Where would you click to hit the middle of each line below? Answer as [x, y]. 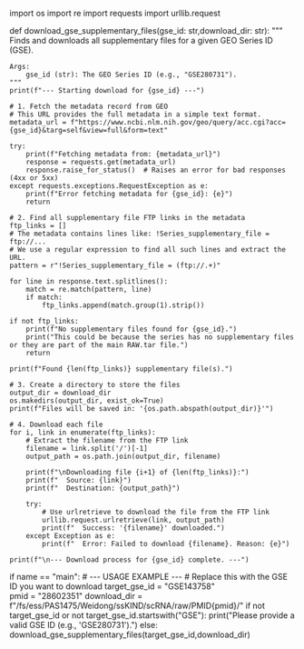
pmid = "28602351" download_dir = [76, 596]
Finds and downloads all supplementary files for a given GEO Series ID [142, 40]
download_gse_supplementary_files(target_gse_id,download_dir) [130, 634]
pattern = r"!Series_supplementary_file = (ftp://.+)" [115, 265]
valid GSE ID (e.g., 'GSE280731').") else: [83, 625]
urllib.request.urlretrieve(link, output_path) [133, 520]
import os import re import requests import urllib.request [115, 13]
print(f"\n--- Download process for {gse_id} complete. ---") [129, 560]
